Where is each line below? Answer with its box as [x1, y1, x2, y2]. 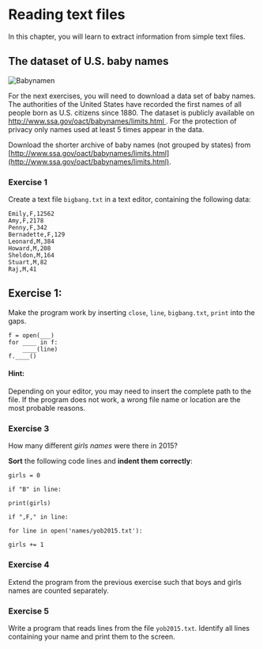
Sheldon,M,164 [8, 252, 55, 260]
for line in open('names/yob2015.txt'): [8, 527, 144, 535]
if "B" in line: [8, 485, 62, 494]
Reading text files [8, 6, 126, 24]
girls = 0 [8, 472, 41, 480]
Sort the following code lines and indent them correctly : [8, 457, 193, 466]
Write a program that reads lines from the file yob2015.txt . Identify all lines [8, 623, 250, 632]
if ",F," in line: [8, 513, 69, 522]
